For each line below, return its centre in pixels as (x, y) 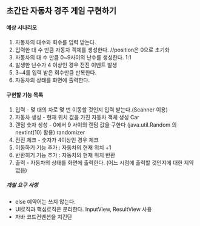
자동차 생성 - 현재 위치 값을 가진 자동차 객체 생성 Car (77, 117)
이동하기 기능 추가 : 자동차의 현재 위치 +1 (63, 147)
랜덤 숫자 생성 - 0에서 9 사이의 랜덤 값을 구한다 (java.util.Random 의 (96, 125)
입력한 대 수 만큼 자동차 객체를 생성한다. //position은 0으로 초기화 (92, 50)
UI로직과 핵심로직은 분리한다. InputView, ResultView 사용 (83, 209)
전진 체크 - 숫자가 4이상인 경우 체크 (57, 140)
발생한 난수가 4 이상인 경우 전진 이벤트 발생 (66, 65)
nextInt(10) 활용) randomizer (50, 132)
